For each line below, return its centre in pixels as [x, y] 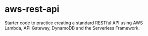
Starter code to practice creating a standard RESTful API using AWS [74, 23]
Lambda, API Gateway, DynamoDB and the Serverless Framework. [72, 28]
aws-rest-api [32, 9]
